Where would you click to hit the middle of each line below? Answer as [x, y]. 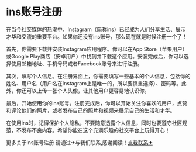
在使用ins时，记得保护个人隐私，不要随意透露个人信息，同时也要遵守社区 [94, 123]
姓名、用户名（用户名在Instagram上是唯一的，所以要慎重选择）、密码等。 [94, 83]
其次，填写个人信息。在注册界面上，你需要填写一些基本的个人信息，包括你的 [98, 76]
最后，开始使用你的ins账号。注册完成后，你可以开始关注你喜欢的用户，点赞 [97, 103]
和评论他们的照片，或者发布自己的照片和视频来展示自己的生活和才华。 [91, 110]
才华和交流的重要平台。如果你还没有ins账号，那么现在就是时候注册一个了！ [97, 36]
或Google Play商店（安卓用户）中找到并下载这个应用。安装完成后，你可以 [95, 56]
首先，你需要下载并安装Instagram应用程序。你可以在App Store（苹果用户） [97, 49]
